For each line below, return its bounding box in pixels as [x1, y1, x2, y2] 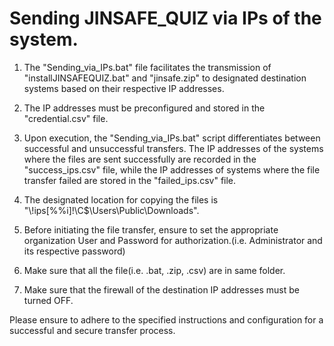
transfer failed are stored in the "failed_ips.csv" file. [23, 174, 237, 186]
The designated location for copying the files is [23, 193, 219, 206]
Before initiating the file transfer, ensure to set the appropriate [23, 223, 279, 236]
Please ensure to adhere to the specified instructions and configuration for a [9, 313, 324, 326]
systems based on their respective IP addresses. [23, 82, 225, 94]
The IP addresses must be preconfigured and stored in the [23, 102, 266, 114]
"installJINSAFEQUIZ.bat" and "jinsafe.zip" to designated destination [23, 72, 307, 84]
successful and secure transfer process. [9, 324, 176, 336]
